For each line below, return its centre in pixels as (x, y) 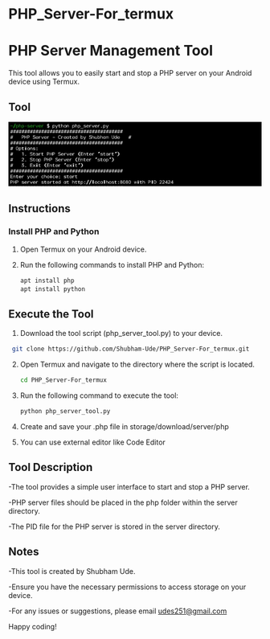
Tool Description (51, 467)
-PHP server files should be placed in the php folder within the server (123, 502)
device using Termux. (44, 82)
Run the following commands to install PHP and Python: (112, 264)
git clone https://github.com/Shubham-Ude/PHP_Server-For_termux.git (131, 349)
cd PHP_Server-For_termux (63, 380)
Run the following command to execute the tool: (99, 395)
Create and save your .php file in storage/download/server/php (124, 426)
